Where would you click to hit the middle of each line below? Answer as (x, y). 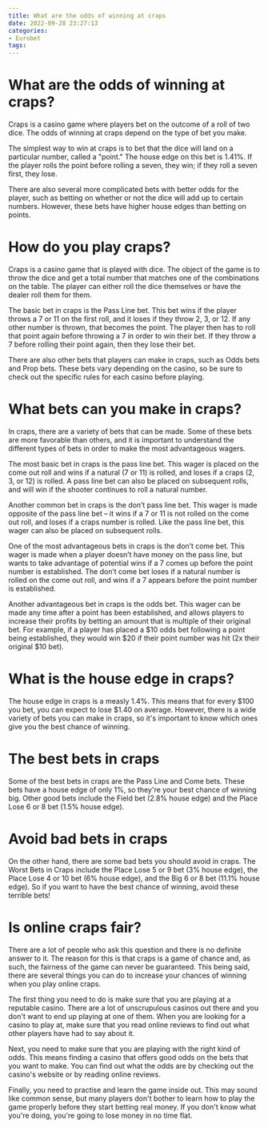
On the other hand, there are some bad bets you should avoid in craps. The (132, 861)
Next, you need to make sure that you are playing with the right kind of (124, 1049)
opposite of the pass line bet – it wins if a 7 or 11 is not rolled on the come (129, 513)
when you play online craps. (55, 983)
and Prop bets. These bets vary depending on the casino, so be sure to (126, 368)
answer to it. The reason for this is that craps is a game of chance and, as (129, 958)
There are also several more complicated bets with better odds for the (124, 190)
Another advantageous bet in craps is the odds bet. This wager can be (125, 604)
